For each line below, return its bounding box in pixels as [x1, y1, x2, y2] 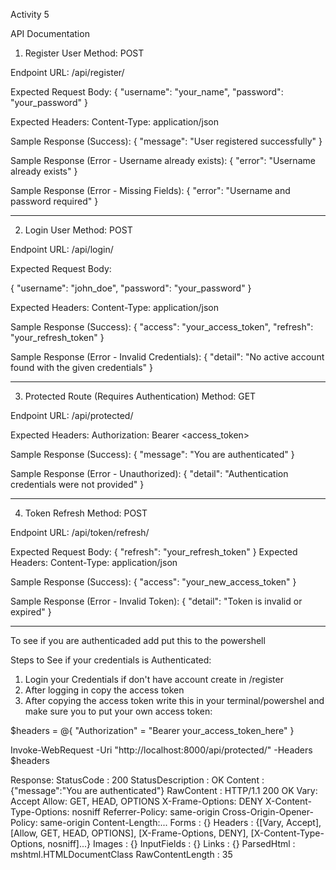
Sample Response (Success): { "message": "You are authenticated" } [10, 449, 295, 460]
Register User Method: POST [24, 47, 145, 59]
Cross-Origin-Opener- [221, 806, 314, 818]
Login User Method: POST [24, 224, 133, 236]
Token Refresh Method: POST [24, 507, 148, 519]
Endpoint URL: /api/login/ [10, 244, 114, 255]
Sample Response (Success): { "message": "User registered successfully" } [10, 135, 323, 147]
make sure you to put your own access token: [24, 705, 213, 717]
